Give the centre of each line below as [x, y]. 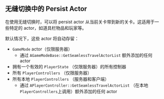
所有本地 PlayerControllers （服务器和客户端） [61, 79]
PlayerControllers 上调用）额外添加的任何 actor [68, 91]
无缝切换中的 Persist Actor [46, 9]
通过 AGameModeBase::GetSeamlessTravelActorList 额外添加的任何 [86, 55]
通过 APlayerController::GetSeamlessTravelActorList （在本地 [84, 85]
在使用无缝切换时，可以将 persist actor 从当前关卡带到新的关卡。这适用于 [80, 22]
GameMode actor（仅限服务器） [42, 49]
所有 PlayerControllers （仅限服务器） [52, 73]
